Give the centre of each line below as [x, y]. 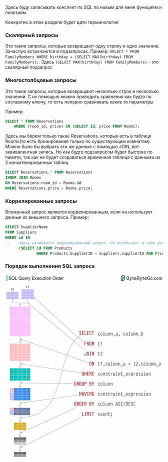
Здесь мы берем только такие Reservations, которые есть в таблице [78, 136]
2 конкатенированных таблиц [37, 162]
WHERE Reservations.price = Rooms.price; [49, 188]
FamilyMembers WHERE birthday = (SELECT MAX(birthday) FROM [69, 57]
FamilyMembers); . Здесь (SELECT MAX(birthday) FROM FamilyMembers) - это [82, 62]
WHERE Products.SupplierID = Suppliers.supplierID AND [95, 253]
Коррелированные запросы [41, 201]
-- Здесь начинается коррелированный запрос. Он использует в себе [80, 243]
